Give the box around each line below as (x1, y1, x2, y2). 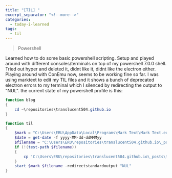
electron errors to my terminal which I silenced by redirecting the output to (5, 82, 162, 88)
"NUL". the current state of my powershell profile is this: (5, 88, 123, 93)
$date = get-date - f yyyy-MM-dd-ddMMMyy (14, 135, 102, 140)
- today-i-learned (10, 21, 50, 27)
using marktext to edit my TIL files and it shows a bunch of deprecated (5, 77, 155, 83)
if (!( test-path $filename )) (14, 144, 77, 149)
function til (5, 121, 33, 126)
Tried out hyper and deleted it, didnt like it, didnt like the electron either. (5, 66, 156, 72)
